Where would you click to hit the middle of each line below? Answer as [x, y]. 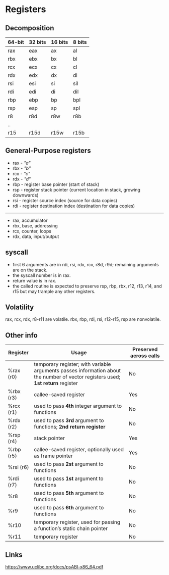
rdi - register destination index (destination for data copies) [73, 206]
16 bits [60, 42]
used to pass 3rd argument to [69, 420]
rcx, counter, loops [32, 231]
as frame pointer [53, 456]
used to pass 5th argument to [69, 493]
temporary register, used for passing [77, 522]
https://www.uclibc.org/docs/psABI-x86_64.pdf [54, 567]
